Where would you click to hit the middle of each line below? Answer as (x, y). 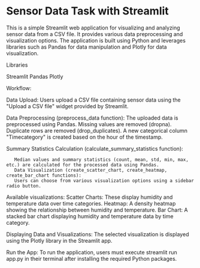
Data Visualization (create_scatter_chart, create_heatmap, (91, 170)
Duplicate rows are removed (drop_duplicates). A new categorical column (97, 130)
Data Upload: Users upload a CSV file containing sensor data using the (93, 100)
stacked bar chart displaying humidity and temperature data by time (90, 216)
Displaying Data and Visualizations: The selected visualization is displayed (98, 234)
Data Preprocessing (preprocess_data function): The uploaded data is (92, 118)
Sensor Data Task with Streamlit (87, 11)
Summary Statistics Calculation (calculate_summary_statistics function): (95, 148)
